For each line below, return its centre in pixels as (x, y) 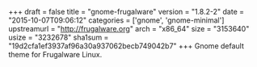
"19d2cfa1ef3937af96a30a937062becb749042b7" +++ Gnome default (126, 46)
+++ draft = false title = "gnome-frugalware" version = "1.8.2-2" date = (126, 12)
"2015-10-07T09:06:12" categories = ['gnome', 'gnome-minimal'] (116, 20)
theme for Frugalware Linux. (55, 54)
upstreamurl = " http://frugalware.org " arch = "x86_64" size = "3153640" (129, 29)
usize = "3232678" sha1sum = (59, 37)
